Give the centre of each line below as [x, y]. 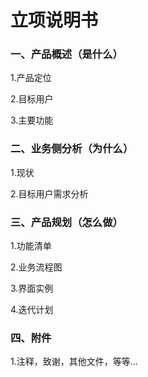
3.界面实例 [32, 288]
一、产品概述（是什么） [66, 54]
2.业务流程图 [36, 267]
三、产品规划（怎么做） [66, 222]
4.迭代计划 [32, 310]
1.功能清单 [31, 246]
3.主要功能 [32, 120]
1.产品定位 [31, 78]
